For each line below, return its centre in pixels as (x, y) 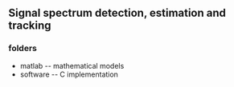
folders (23, 49)
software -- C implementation (69, 74)
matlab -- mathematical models (72, 65)
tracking (30, 26)
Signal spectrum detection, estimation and (117, 13)
